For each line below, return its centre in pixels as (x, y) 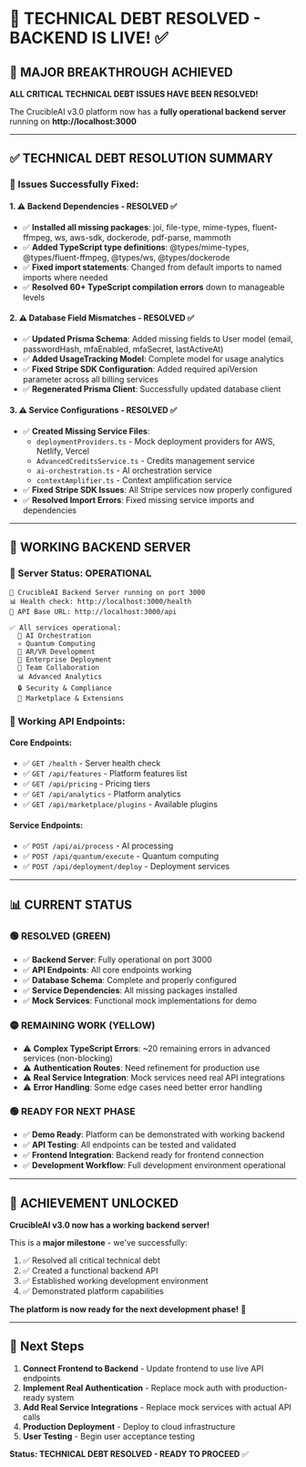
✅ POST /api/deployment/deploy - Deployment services (126, 866)
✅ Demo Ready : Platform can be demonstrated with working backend (153, 1134)
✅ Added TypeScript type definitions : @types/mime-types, (136, 247)
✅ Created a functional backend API (90, 1271)
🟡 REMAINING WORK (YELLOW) (82, 1025)
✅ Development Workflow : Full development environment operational (154, 1165)
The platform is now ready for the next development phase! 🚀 (128, 1309)
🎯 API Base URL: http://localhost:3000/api (93, 611)
